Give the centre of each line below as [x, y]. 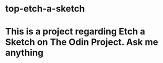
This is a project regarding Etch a [75, 32]
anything [24, 53]
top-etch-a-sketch [45, 9]
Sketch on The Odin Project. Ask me [82, 42]
